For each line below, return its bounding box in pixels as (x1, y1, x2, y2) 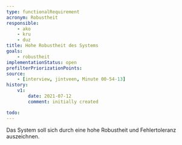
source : (6, 71, 26, 77)
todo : (6, 109, 20, 115)
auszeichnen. (6, 132, 40, 140)
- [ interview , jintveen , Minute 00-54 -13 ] (17, 76, 126, 82)
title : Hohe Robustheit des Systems (6, 43, 99, 49)
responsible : (6, 20, 39, 26)
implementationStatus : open (6, 59, 77, 65)
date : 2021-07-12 (28, 93, 71, 99)
